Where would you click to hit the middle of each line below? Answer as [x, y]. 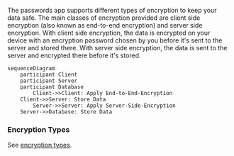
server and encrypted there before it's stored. [74, 55]
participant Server [49, 81]
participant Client [49, 74]
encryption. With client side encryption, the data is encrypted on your [109, 33]
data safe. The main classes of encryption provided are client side [104, 18]
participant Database [52, 87]
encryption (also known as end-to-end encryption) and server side [105, 25]
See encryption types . [40, 145]
